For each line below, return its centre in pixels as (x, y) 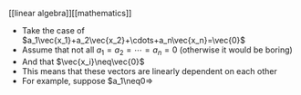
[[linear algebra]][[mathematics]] (70, 13)
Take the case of (53, 30)
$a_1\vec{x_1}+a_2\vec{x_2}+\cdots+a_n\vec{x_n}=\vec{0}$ (133, 40)
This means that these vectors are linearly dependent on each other (149, 71)
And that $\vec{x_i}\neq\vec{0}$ (83, 62)
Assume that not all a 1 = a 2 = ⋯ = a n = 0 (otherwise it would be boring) (157, 51)
